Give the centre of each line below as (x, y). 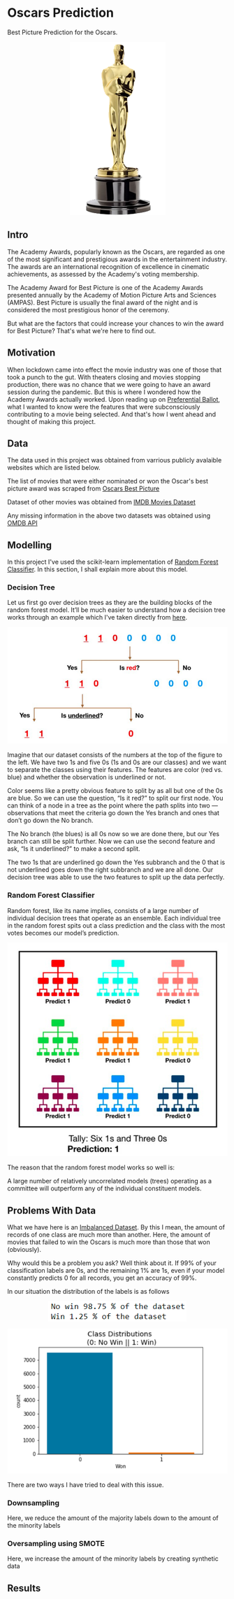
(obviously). (24, 1249)
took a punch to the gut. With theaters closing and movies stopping (104, 377)
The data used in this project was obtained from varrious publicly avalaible (115, 460)
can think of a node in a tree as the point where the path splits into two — (113, 805)
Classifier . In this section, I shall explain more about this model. (98, 569)
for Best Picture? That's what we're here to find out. (81, 330)
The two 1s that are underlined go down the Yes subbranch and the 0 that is (116, 862)
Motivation (31, 353)
